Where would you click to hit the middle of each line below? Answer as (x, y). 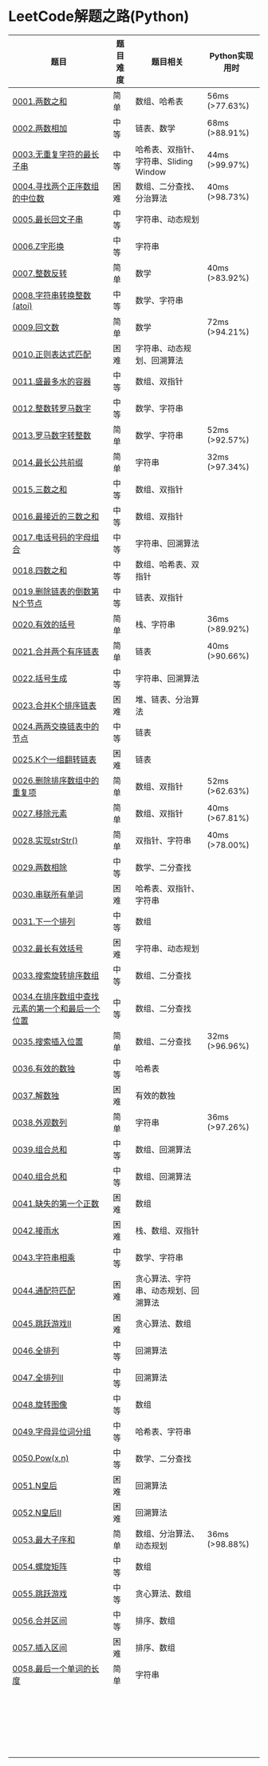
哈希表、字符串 (163, 1432)
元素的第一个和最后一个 (57, 1008)
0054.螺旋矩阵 (40, 1567)
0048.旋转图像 (40, 1404)
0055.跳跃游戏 (40, 1593)
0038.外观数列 (40, 1123)
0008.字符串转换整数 (52, 295)
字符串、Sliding (164, 161)
